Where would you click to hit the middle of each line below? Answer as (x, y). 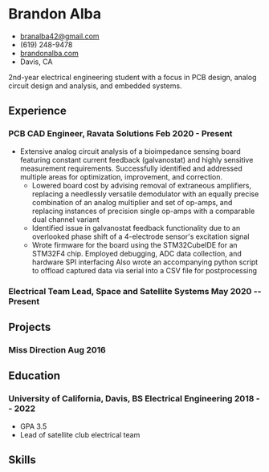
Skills (22, 460)
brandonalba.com (49, 53)
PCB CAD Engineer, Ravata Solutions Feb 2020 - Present (120, 134)
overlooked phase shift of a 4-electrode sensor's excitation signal (141, 236)
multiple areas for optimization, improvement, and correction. (121, 176)
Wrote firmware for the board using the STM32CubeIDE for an (135, 244)
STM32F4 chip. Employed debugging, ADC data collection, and (137, 253)
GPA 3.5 (33, 426)
